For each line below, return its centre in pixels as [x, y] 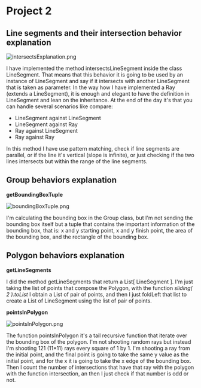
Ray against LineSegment [46, 131]
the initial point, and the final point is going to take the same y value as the [98, 355]
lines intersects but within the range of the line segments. [77, 161]
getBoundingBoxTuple [35, 194]
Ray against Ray [35, 137]
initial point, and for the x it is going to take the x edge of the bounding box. [99, 360]
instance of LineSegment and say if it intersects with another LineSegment [98, 81]
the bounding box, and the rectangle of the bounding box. [77, 237]
